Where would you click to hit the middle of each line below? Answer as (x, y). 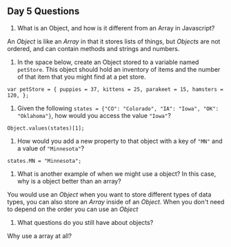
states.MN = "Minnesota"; (44, 161)
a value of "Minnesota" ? (51, 148)
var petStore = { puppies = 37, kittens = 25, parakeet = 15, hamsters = (115, 89)
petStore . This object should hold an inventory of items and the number (119, 69)
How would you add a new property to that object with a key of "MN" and (120, 141)
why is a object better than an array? (69, 181)
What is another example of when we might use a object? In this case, (117, 174)
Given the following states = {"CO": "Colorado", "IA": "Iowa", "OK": (118, 108)
